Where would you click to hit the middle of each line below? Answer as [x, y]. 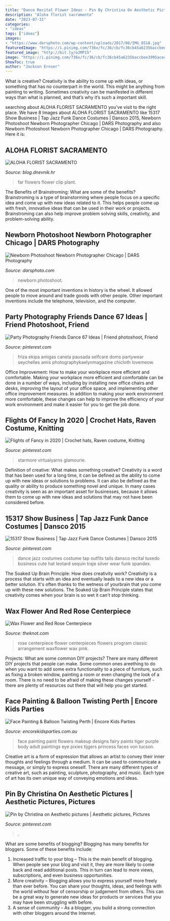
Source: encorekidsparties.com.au [41, 731]
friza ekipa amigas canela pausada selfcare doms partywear [81, 357]
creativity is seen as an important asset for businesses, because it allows [81, 492]
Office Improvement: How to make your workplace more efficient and [77, 372]
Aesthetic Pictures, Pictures [50, 802]
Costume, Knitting [35, 428]
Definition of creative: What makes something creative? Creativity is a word [84, 470]
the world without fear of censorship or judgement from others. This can [88, 891]
